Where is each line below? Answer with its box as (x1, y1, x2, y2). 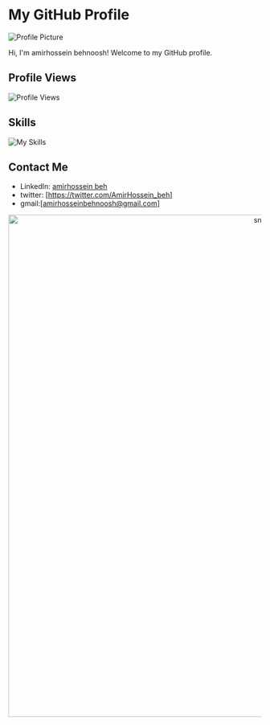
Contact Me (8, 160, 68, 174)
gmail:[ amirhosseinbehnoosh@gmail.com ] (19, 199, 161, 208)
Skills (8, 116, 36, 129)
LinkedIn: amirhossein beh (19, 182, 108, 191)
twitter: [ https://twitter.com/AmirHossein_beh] (19, 190, 173, 200)
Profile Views (8, 71, 77, 85)
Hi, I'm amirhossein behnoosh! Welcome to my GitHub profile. (8, 47, 213, 57)
